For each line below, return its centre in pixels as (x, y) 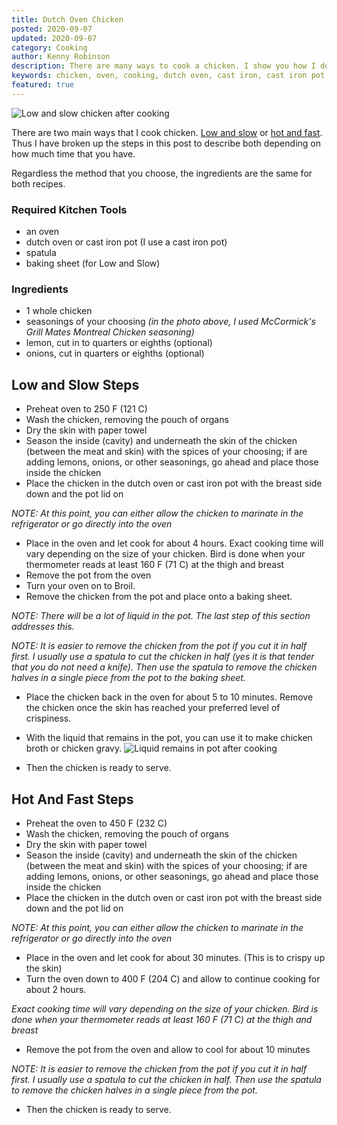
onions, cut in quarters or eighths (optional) (115, 353)
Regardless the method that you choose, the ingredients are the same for (162, 173)
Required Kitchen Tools (69, 209)
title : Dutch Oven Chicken (67, 19)
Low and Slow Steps (75, 384)
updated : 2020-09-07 (54, 38)
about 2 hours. (56, 989)
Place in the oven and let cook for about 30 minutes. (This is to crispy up (175, 957)
